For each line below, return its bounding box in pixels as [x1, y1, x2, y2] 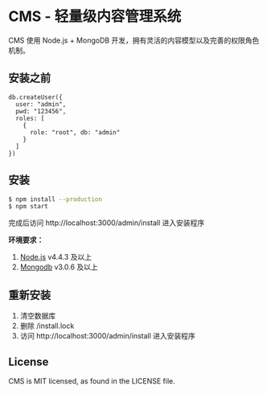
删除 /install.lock [19, 321, 75, 330]
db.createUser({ [8, 93, 63, 101]
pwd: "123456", [15, 107, 67, 115]
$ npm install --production [8, 195, 103, 203]
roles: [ [15, 114, 45, 122]
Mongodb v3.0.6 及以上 [19, 262, 98, 272]
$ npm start [8, 203, 48, 211]
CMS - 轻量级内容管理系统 [8, 7, 182, 26]
